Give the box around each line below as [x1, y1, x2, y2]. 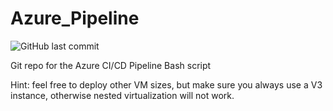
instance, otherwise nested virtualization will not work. [10, 89, 235, 101]
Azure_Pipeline [10, 7, 140, 30]
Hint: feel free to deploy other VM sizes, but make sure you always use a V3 [10, 78, 323, 91]
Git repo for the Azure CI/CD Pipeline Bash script [10, 59, 212, 71]
